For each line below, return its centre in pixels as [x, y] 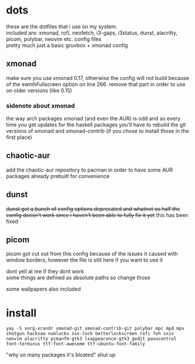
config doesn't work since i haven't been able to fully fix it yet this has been [97, 215]
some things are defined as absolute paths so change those [78, 278]
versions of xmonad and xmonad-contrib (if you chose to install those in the [97, 131]
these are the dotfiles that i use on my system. [62, 26]
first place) [19, 137]
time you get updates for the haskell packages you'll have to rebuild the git [96, 125]
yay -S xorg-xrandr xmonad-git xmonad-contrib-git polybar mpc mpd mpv [95, 329]
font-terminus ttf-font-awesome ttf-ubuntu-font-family [76, 344]
